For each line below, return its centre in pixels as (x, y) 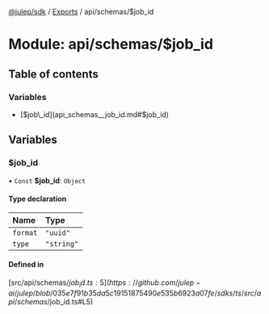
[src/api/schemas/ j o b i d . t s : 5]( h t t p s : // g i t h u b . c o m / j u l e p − (105, 283)
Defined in (26, 265)
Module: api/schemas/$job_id (111, 44)
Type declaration (38, 199)
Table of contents (53, 74)
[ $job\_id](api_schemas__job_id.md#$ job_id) (95, 114)
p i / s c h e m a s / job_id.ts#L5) (51, 301)
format (25, 232)
